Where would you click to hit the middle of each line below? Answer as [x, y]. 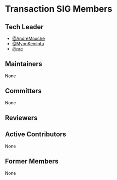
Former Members [32, 161]
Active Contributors [36, 134]
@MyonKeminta [28, 44]
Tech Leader [24, 27]
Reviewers [21, 118]
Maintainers [24, 64]
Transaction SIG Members [59, 9]
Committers [24, 91]
